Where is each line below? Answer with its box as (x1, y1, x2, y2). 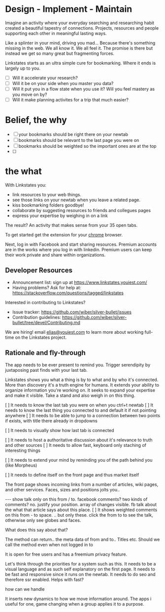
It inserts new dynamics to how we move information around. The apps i (5, 596, 152, 602)
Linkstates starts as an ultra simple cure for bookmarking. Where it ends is (5, 60, 156, 66)
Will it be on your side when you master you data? (12, 81, 114, 86)
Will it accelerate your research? (12, 75, 78, 81)
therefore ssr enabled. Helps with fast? (5, 576, 84, 582)
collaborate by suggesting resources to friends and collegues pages (12, 208, 151, 214)
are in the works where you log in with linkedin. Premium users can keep (5, 247, 152, 253)
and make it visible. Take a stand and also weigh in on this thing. (5, 392, 135, 398)
